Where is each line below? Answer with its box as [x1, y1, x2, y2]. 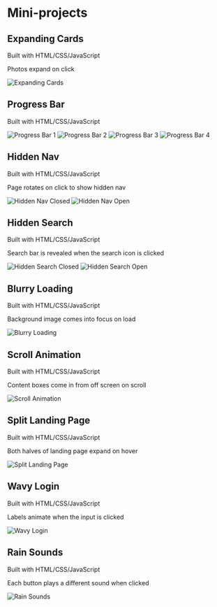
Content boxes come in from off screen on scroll [7, 381, 147, 390]
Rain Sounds [7, 547, 63, 559]
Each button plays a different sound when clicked [7, 578, 149, 587]
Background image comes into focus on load [7, 315, 136, 323]
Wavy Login [7, 480, 60, 492]
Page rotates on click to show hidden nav [7, 183, 126, 192]
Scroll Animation [7, 348, 82, 361]
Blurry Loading [7, 283, 73, 294]
